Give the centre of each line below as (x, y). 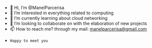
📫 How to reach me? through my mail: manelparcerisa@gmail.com (78, 29)
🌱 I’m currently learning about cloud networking (59, 18)
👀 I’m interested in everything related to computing (62, 13)
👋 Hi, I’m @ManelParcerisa (37, 8)
